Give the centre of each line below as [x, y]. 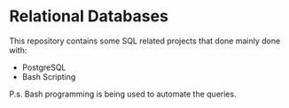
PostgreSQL [44, 67]
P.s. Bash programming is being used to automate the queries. [123, 94]
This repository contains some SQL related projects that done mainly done [145, 41]
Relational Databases [89, 16]
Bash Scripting [49, 76]
